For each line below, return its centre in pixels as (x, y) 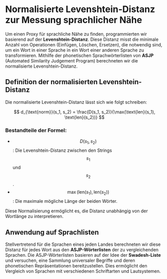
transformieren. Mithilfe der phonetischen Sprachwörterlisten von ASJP (79, 55)
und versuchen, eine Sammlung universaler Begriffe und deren (70, 260)
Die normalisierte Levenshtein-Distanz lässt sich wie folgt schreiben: (76, 102)
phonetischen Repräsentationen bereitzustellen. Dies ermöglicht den (76, 266)
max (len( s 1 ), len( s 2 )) (88, 193)
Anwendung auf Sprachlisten (52, 232)
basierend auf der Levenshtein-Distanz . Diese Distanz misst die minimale (82, 39)
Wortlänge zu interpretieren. (34, 216)
